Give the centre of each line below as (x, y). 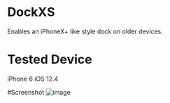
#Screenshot (26, 92)
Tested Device (50, 60)
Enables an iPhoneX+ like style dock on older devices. (85, 31)
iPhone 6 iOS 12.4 (33, 79)
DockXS (31, 12)
